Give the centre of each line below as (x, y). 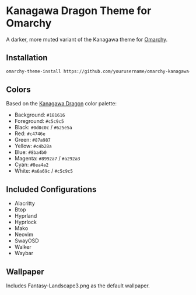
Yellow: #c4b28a (33, 146)
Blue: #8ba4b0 (30, 152)
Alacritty (24, 204)
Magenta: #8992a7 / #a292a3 (47, 159)
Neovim (24, 235)
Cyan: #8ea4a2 (32, 164)
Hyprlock (25, 222)
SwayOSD (27, 241)
